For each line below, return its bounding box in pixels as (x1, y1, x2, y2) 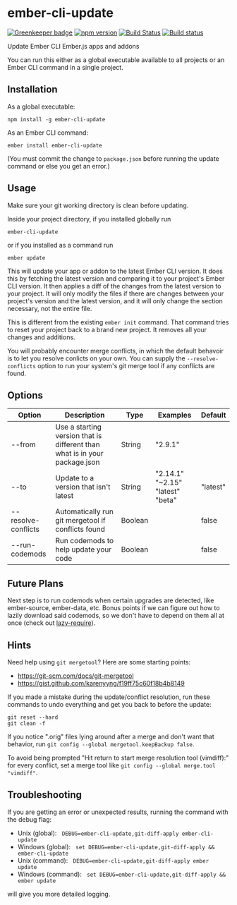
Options (7, 389, 44, 401)
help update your (55, 545, 112, 554)
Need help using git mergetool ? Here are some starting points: (7, 658, 191, 666)
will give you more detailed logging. (7, 889, 111, 898)
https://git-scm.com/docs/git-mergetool (17, 672, 134, 680)
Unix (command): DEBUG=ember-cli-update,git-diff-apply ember (17, 856, 209, 865)
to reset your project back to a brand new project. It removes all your (7, 325, 207, 334)
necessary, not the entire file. (7, 304, 92, 312)
